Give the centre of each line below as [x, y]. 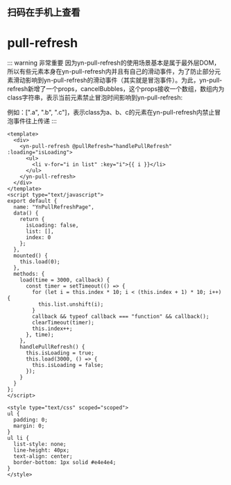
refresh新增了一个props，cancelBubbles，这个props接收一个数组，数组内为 [116, 89]
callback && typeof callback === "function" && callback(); [121, 317]
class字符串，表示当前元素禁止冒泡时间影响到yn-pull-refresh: [95, 98]
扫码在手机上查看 [44, 13]
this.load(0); [40, 262]
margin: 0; [29, 426]
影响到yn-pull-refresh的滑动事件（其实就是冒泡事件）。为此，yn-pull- [124, 80]
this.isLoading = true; [60, 353]
